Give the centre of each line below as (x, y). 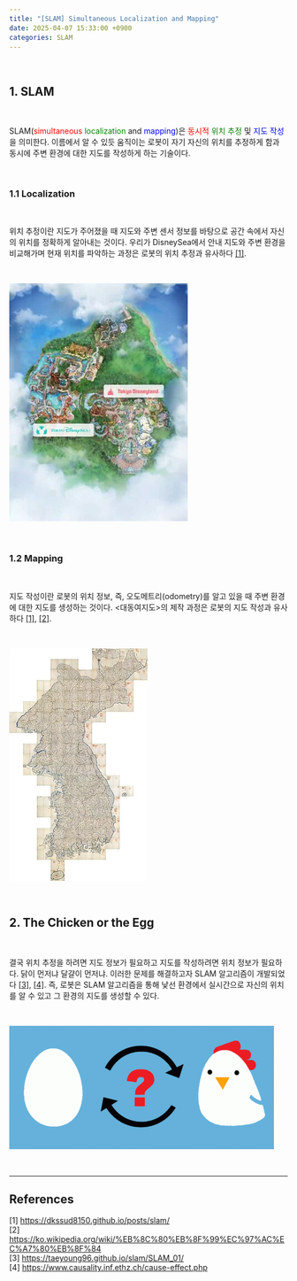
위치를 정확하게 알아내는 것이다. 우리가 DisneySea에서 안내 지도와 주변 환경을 (152, 243)
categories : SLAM (41, 37)
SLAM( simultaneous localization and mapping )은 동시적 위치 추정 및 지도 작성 (147, 131)
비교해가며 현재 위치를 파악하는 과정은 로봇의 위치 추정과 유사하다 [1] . (128, 253)
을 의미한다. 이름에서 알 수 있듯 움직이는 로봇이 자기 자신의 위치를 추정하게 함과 (145, 143)
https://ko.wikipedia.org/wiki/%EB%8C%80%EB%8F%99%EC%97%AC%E (147, 1239)
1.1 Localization (42, 194)
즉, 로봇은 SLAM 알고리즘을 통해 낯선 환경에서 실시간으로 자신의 (158, 984)
